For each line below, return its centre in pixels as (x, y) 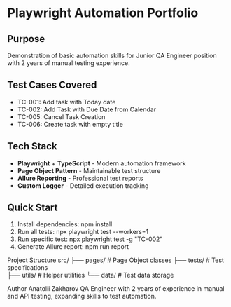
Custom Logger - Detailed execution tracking (83, 185)
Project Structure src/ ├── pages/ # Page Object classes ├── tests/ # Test (115, 260)
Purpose (26, 39)
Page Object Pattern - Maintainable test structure (89, 170)
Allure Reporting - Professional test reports (80, 178)
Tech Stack (32, 146)
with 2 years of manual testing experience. (69, 63)
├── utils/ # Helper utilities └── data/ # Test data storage (91, 275)
